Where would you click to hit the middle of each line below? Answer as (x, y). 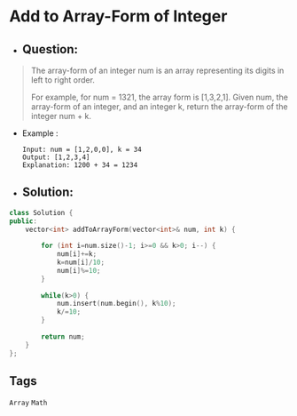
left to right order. (63, 80)
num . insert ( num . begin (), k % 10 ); (116, 304)
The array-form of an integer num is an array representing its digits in (157, 70)
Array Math (28, 403)
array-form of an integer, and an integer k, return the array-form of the (159, 107)
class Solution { (41, 212)
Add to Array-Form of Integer (118, 16)
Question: (50, 49)
